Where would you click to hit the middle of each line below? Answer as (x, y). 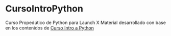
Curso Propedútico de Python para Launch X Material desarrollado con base (86, 22)
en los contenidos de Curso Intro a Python (50, 27)
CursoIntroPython (44, 9)
